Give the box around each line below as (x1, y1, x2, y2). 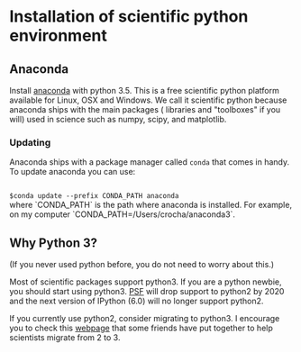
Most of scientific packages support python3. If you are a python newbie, (9, 276, 282, 287)
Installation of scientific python (9, 6, 249, 27)
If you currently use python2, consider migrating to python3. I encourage (9, 313, 280, 324)
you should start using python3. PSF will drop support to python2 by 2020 (9, 286, 285, 297)
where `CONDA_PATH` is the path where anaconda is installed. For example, (9, 200, 293, 211)
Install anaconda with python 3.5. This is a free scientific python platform (9, 86, 279, 95)
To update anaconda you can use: (9, 167, 136, 177)
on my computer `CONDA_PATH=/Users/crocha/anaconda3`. (9, 209, 236, 220)
